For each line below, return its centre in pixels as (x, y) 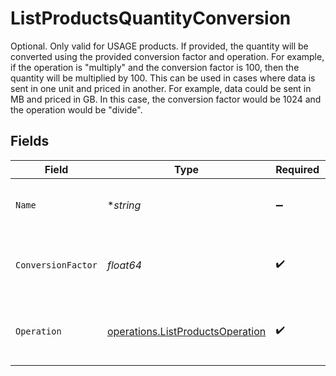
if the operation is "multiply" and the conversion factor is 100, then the (155, 67)
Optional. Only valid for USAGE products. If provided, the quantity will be (159, 46)
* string (124, 205)
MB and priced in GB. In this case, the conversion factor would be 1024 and (166, 99)
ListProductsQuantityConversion (151, 18)
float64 (124, 265)
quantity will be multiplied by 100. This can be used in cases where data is (163, 78)
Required (297, 169)
